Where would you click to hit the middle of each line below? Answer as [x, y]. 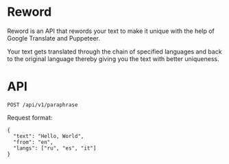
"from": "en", [33, 142]
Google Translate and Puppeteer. [54, 38]
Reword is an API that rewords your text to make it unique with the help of [111, 31]
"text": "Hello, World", [49, 136]
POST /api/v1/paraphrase [43, 105]
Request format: [30, 117]
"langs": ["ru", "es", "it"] [55, 148]
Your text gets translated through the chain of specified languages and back [114, 51]
